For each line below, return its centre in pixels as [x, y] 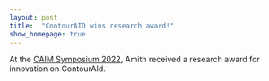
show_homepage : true [48, 34]
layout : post [34, 17]
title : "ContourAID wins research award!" [92, 26]
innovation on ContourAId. [57, 69]
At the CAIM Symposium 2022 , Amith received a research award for [134, 60]
